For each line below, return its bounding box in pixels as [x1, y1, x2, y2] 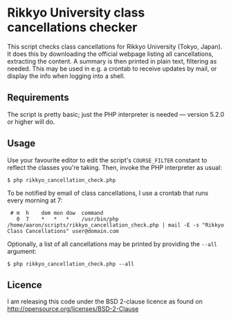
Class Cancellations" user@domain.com [7, 227, 119, 234]
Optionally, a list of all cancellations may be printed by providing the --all [7, 240, 218, 248]
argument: [7, 247, 37, 255]
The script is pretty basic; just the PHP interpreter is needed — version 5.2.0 [7, 110, 225, 118]
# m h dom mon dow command [10, 209, 104, 216]
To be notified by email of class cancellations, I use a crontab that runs [7, 189, 209, 197]
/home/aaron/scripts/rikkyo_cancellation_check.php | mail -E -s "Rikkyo [7, 221, 225, 229]
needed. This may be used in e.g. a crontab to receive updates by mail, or [7, 64, 217, 73]
